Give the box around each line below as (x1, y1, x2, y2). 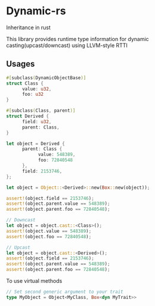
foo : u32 (21, 91, 44, 98)
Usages (6, 59, 35, 69)
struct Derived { (6, 113, 49, 119)
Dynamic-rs (6, 4, 67, 18)
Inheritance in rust (6, 24, 51, 31)
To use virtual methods (6, 277, 62, 284)
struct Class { (6, 80, 44, 86)
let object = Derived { (6, 140, 65, 146)
